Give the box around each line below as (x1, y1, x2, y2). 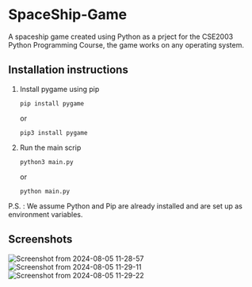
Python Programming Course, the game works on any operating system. (8, 40, 244, 49)
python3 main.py (19, 158, 74, 166)
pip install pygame (19, 99, 85, 108)
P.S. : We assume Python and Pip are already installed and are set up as (8, 201, 243, 211)
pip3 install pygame (19, 128, 88, 136)
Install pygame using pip (19, 84, 100, 94)
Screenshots (8, 232, 73, 247)
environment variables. (8, 209, 83, 219)
